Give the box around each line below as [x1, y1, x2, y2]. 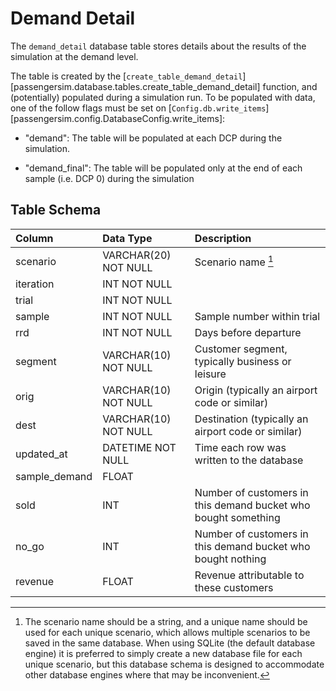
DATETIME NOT [102, 440, 177, 454]
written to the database [194, 453, 304, 467]
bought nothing [194, 552, 267, 566]
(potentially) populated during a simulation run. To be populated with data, [10, 91, 316, 103]
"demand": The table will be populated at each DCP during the [24, 132, 283, 144]
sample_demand [15, 469, 93, 483]
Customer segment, [194, 342, 288, 356]
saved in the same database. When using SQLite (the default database [24, 637, 316, 649]
